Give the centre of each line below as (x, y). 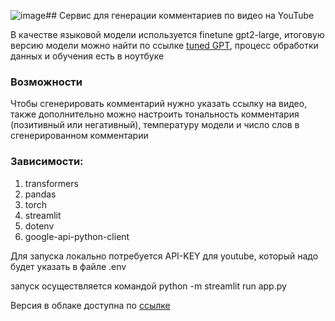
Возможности (46, 82)
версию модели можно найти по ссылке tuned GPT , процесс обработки (164, 45)
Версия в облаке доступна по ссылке (90, 305)
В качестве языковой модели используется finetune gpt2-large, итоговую (167, 34)
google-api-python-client (77, 236)
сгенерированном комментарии (79, 136)
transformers (51, 183)
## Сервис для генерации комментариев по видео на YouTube (180, 15)
